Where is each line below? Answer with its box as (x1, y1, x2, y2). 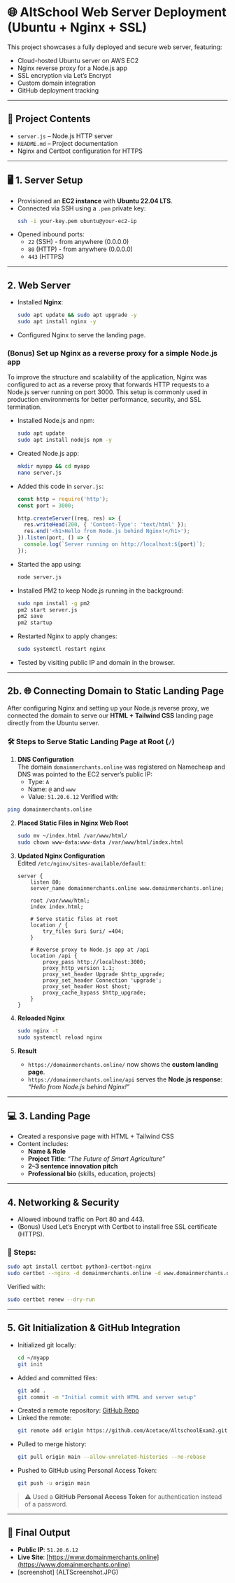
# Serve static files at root (30, 915, 118, 922)
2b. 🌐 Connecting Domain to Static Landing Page (7, 685, 225, 697)
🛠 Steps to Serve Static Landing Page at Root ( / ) (7, 736, 175, 746)
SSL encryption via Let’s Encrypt (17, 71, 112, 79)
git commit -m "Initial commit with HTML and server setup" (17, 1394, 197, 1401)
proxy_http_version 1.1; (43, 964, 115, 971)
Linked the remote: (17, 1414, 72, 1422)
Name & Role (27, 1147, 66, 1156)
